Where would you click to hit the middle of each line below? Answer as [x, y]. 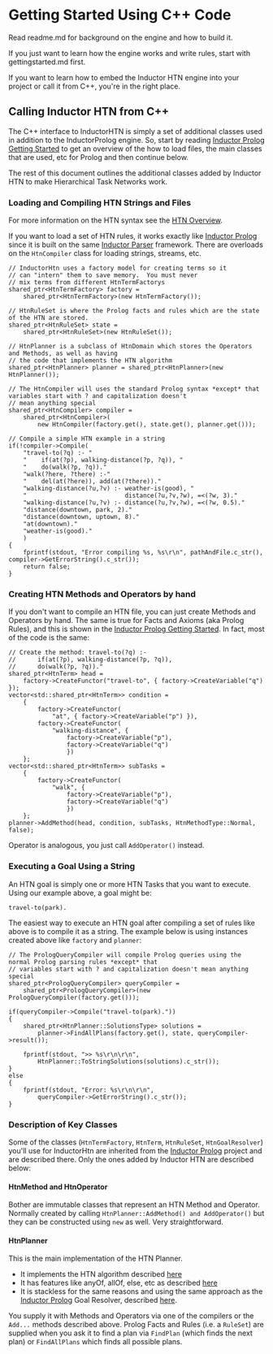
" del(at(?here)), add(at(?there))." [92, 482]
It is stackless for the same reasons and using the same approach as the [141, 1291]
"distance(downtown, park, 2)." [78, 510]
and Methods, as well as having [63, 354]
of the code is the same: [49, 638]
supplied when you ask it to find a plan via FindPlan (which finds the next [131, 1333]
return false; [47, 567]
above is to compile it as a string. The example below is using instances [128, 931]
